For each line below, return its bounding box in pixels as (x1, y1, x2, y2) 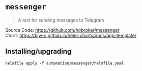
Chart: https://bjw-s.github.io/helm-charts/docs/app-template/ (5, 32, 136, 38)
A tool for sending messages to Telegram (17, 17, 104, 23)
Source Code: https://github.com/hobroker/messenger (5, 27, 120, 33)
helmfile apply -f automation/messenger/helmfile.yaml (5, 61, 124, 66)
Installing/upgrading (5, 47, 72, 56)
